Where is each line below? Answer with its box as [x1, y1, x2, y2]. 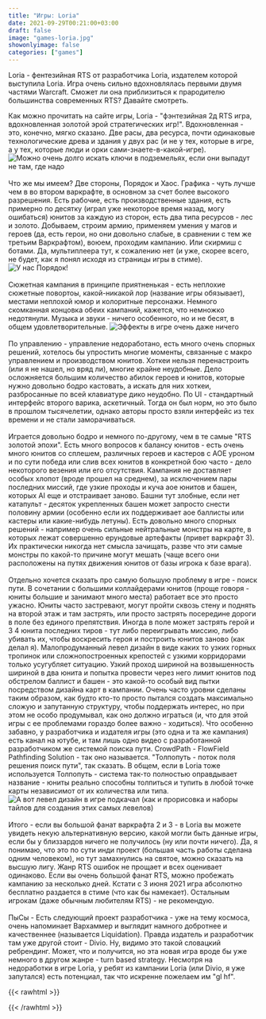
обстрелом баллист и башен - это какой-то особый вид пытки [8, 677, 220, 685]
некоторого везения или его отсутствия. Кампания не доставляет [8, 465, 232, 475]
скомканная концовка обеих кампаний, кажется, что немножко [8, 305, 225, 315]
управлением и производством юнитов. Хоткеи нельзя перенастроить [8, 356, 249, 365]
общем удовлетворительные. [8, 322, 109, 331]
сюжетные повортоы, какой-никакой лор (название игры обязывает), [8, 288, 245, 298]
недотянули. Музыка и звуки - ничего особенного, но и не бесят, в [8, 314, 235, 322]
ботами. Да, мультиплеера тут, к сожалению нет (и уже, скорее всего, [8, 246, 249, 255]
